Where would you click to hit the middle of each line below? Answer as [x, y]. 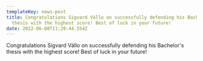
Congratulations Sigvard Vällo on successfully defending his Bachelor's [95, 45]
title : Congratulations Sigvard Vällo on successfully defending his [96, 17]
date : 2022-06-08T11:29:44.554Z [47, 28]
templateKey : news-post [36, 12]
